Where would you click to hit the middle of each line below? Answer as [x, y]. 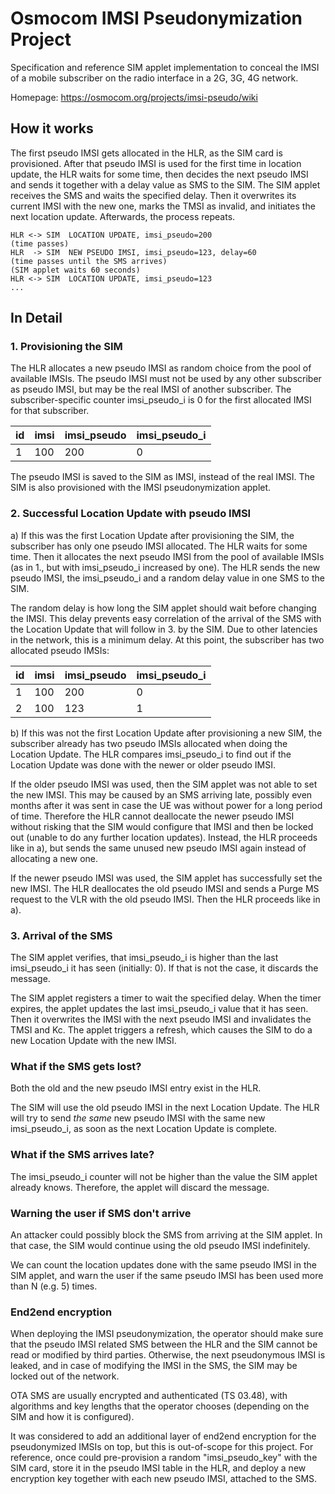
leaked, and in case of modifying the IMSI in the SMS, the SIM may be [154, 1366]
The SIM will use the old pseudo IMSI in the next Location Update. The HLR [165, 1108]
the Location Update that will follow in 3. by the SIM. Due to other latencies [164, 629]
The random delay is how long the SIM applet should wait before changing [163, 608]
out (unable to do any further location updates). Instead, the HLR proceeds [164, 837]
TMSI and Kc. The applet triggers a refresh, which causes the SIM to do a [161, 1030]
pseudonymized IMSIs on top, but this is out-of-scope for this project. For [162, 1447]
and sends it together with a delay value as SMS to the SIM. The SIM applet [165, 184]
